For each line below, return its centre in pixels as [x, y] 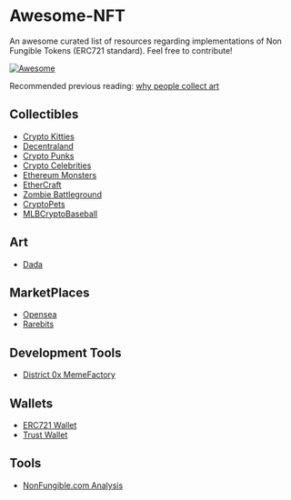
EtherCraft [42, 185]
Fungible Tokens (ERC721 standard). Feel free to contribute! [121, 50]
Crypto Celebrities [57, 165]
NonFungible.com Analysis [73, 485]
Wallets [31, 403]
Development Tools [65, 352]
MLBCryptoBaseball [60, 214]
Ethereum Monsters [60, 175]
